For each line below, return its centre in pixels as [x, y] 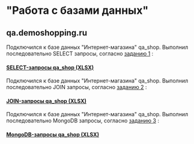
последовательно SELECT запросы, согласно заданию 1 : [80, 54]
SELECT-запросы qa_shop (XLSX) [50, 67]
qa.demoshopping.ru [47, 33]
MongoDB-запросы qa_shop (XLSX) [53, 134]
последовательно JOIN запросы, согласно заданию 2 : [77, 87]
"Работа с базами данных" [77, 11]
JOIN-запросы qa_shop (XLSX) [47, 101]
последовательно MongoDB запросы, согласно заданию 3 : [83, 121]
